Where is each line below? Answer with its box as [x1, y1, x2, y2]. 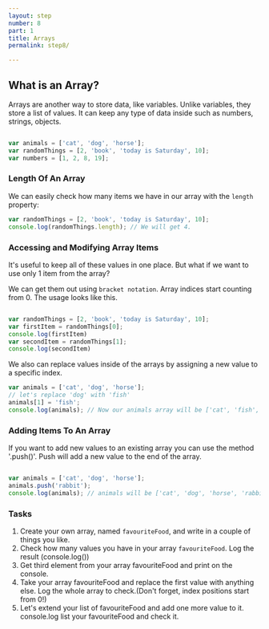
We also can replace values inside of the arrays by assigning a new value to [8, 359, 259, 369]
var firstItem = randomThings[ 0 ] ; [8, 323, 124, 331]
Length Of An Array [8, 173, 86, 185]
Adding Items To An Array [8, 424, 110, 436]
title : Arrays [8, 34, 56, 43]
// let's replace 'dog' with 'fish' [8, 391, 130, 400]
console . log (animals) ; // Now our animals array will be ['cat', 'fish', [8, 406, 260, 414]
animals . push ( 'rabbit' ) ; [8, 481, 91, 489]
